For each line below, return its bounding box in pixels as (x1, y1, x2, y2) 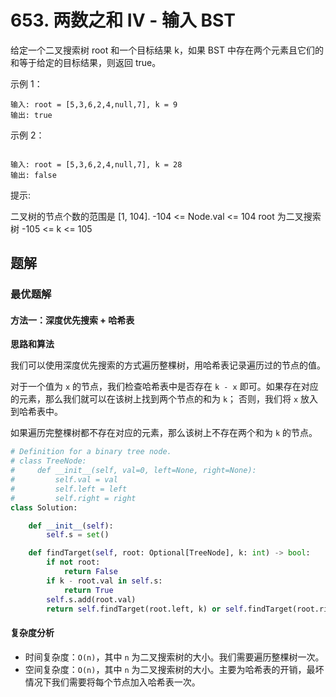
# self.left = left (10, 484, 128, 494)
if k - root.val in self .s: (46, 576, 163, 586)
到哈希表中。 (10, 406, 63, 418)
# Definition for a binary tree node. (10, 447, 172, 457)
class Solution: (10, 502, 78, 513)
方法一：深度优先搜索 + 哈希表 (10, 314, 135, 326)
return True (63, 585, 114, 595)
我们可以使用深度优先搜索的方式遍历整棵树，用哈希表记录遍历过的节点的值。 (10, 359, 326, 371)
